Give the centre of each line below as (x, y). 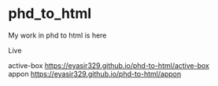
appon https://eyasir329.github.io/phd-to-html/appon (95, 73)
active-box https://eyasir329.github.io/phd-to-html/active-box (109, 65)
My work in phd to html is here (57, 35)
